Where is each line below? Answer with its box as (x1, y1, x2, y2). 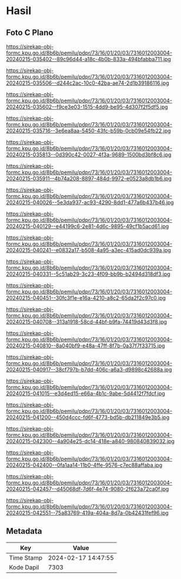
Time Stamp (9, 554, 43, 562)
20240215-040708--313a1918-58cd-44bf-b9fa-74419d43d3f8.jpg (6, 319, 167, 325)
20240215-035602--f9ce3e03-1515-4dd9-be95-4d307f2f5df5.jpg (6, 103, 169, 110)
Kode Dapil (9, 563, 39, 571)
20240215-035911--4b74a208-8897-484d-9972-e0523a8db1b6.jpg (6, 175, 172, 182)
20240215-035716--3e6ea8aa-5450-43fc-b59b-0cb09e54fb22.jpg (6, 128, 172, 134)
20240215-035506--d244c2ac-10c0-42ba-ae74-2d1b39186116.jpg (6, 79, 169, 86)
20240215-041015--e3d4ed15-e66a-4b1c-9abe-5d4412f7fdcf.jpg (6, 390, 166, 397)
